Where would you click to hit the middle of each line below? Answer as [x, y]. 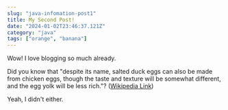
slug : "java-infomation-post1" [52, 13]
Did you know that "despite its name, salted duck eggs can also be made [110, 72]
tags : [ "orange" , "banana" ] [47, 39]
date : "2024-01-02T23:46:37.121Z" [56, 26]
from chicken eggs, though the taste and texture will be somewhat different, [114, 79]
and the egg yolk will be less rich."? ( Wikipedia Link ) [80, 86]
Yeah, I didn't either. [35, 99]
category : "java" [32, 32]
